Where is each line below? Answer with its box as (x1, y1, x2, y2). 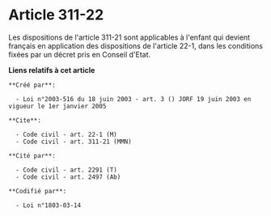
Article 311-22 (8, 6, 104, 24)
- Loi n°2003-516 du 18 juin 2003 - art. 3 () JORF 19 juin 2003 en (15, 95, 252, 103)
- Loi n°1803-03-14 (15, 201, 82, 210)
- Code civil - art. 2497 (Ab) (15, 172, 121, 181)
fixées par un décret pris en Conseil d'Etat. (8, 49, 151, 59)
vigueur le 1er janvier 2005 (8, 102, 107, 110)
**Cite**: (8, 116, 42, 125)
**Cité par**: (8, 151, 57, 159)
